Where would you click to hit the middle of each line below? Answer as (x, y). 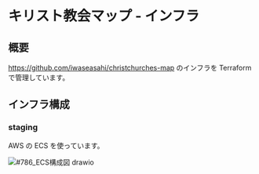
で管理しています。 (39, 78)
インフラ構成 (39, 105)
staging (23, 128)
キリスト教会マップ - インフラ (104, 16)
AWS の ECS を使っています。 (56, 145)
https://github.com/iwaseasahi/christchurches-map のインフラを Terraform (130, 68)
